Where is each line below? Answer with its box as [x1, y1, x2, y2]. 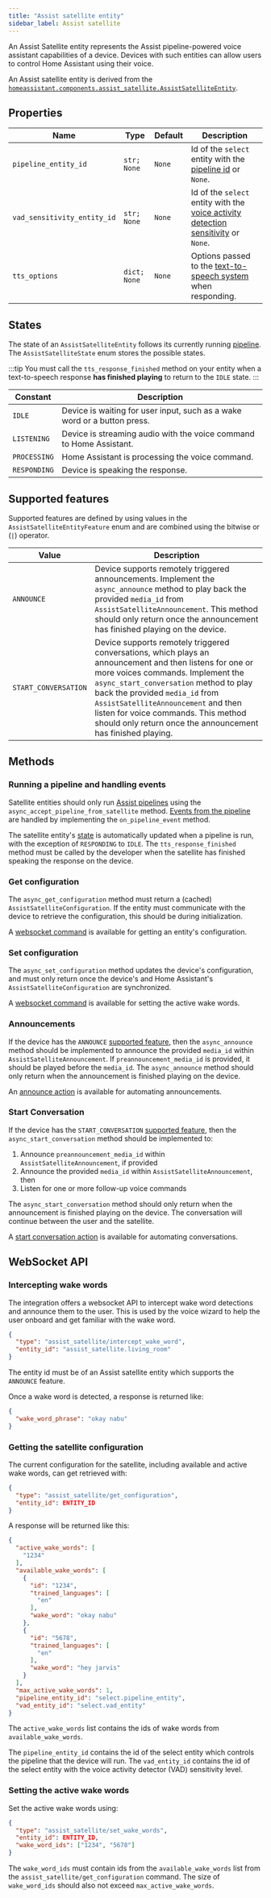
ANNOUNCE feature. [8, 1376, 66, 1385]
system [221, 271, 249, 282]
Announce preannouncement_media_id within [19, 1149, 165, 1159]
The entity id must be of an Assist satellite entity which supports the [8, 1367, 235, 1377]
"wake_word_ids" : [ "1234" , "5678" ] [15, 1842, 135, 1850]
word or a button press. [61, 415, 151, 427]
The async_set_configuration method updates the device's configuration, [8, 965, 254, 976]
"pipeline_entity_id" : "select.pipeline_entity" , [15, 1694, 186, 1702]
